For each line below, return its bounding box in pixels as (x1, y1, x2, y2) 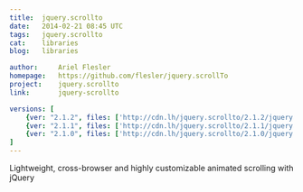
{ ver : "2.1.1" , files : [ (25, 121, 119, 131)
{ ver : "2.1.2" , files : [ (25, 113, 119, 122)
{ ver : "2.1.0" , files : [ (25, 130, 119, 139)
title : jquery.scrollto (9, 13, 103, 23)
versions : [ (9, 105, 54, 114)
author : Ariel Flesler (9, 63, 111, 72)
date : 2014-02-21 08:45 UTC (9, 22, 124, 31)
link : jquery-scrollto (9, 87, 119, 97)
